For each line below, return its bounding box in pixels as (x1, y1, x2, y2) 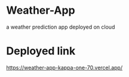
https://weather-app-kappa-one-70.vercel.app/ (6, 64, 123, 71)
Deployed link (6, 44, 76, 58)
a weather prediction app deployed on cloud (6, 23, 115, 30)
